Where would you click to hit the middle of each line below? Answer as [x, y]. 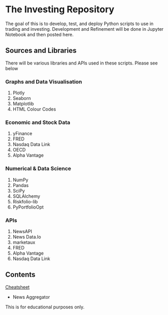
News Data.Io [27, 237]
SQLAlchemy [26, 196]
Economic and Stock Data [38, 122]
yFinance [22, 134]
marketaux [24, 242]
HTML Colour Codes [34, 109]
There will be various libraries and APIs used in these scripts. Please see [82, 63]
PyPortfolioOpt [28, 207]
